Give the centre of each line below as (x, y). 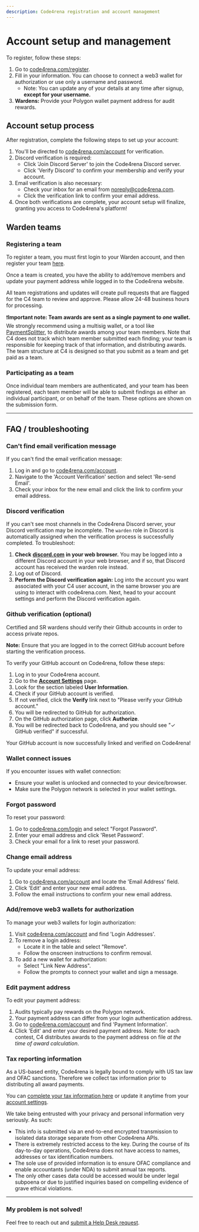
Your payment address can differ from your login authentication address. (103, 1018)
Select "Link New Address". (57, 965)
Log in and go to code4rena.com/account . (66, 471)
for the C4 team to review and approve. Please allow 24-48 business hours (98, 299)
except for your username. (57, 94)
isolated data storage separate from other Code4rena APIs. (87, 1138)
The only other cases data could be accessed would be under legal (97, 1176)
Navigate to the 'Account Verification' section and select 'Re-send (95, 477)
